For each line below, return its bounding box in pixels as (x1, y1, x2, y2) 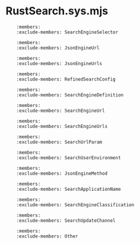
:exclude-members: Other (16, 233, 78, 239)
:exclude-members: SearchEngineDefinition (16, 91, 124, 98)
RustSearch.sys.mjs (5, 4, 108, 18)
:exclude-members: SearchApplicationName (16, 186, 121, 192)
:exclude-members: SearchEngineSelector (16, 29, 118, 35)
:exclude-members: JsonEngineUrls (16, 60, 102, 66)
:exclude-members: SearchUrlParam (16, 139, 102, 145)
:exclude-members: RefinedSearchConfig (16, 76, 116, 82)
